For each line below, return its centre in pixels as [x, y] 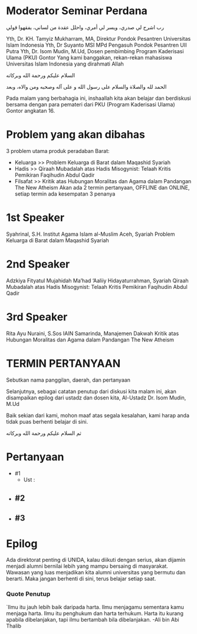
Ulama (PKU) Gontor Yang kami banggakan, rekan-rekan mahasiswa [89, 57]
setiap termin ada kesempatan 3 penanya [65, 194]
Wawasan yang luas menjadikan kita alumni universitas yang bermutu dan [96, 573]
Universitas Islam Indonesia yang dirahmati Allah [65, 64]
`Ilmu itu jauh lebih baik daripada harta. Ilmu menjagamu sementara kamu [95, 607]
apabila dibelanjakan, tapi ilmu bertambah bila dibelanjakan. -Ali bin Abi [93, 619]
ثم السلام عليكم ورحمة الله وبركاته [44, 433]
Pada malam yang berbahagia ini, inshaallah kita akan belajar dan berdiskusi [98, 98]
